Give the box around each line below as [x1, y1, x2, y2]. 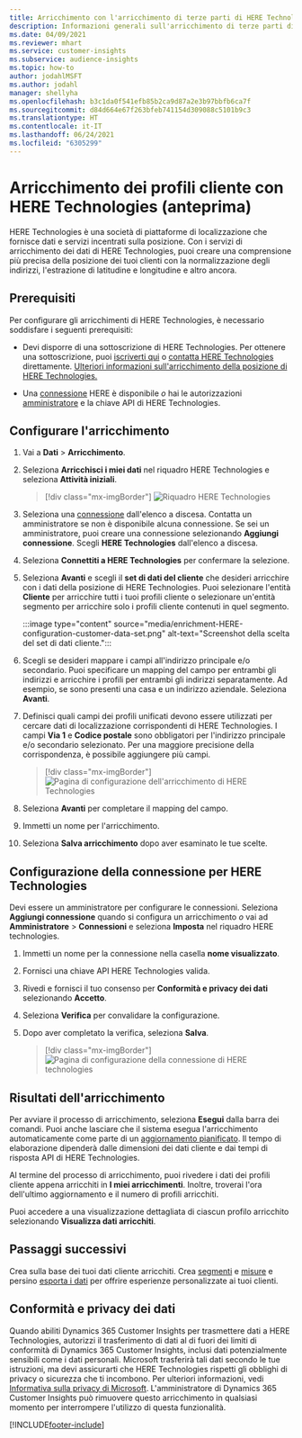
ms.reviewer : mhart [9, 38, 83, 48]
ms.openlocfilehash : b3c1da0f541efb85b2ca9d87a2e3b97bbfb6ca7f [9, 96, 252, 106]
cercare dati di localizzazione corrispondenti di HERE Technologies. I [22, 721, 278, 732]
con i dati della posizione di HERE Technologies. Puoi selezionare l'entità [22, 582, 291, 593]
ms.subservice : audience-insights [9, 55, 139, 64]
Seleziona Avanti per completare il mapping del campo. [22, 803, 229, 814]
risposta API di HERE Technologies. [9, 1152, 140, 1163]
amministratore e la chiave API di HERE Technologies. [22, 397, 221, 408]
